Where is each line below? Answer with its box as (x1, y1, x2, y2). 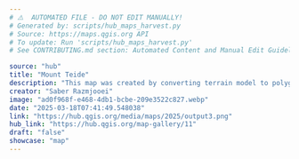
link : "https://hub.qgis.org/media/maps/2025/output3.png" (9, 112, 233, 121)
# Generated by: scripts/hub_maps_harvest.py (9, 21, 181, 30)
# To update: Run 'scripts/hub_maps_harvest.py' (9, 37, 193, 47)
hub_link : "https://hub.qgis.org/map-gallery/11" (9, 120, 198, 129)
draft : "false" (9, 128, 66, 138)
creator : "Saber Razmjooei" (9, 86, 114, 96)
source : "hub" (9, 62, 62, 71)
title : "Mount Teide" (9, 70, 90, 80)
